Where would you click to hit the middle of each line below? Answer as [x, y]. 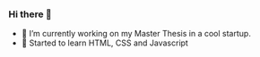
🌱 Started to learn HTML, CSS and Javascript [105, 43]
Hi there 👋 [30, 14]
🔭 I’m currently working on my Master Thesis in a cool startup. [136, 34]
